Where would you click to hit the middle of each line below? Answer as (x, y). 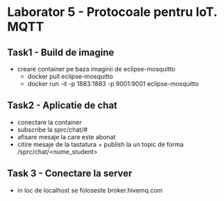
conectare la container (49, 122)
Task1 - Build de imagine (61, 52)
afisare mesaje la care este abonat (66, 137)
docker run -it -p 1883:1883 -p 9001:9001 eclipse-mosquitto (113, 84)
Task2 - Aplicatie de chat (62, 106)
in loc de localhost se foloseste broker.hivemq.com (90, 190)
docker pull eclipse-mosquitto (70, 76)
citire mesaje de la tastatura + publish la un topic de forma (100, 144)
